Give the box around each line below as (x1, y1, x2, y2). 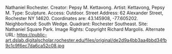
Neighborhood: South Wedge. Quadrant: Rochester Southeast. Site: (5, 21, 148, 27)
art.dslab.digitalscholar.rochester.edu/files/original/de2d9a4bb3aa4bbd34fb (5, 37, 167, 43)
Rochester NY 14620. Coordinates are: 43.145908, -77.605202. (5, 15, 139, 21)
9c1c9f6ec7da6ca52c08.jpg (5, 43, 65, 48)
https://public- (16, 32, 47, 38)
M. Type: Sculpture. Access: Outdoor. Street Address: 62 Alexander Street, (5, 10, 163, 16)
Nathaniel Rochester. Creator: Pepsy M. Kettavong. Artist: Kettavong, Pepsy (5, 5, 165, 10)
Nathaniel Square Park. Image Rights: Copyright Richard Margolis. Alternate (5, 26, 165, 32)
